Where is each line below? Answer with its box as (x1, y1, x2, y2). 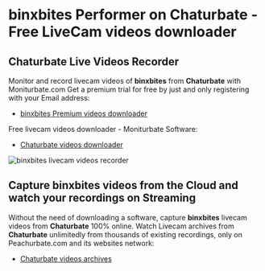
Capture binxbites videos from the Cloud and (8, 179, 239, 192)
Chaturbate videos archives (19, 253, 113, 263)
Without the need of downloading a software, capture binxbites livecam (8, 212, 247, 222)
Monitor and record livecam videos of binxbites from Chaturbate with (8, 76, 242, 85)
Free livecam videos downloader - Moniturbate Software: (8, 125, 198, 133)
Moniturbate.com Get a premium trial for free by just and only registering (8, 84, 250, 94)
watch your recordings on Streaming (8, 191, 196, 205)
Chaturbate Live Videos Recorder (8, 55, 180, 68)
